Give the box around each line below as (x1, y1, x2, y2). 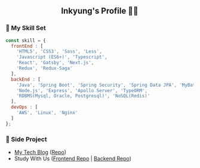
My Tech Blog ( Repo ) (14, 148, 67, 155)
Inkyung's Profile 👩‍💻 (61, 6, 139, 16)
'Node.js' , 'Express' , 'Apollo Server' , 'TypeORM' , (16, 87, 147, 93)
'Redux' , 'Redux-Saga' (16, 65, 73, 72)
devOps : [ (11, 104, 38, 111)
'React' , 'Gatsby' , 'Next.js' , (16, 60, 94, 66)
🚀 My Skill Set (5, 24, 46, 32)
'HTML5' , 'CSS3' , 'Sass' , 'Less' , (16, 48, 102, 54)
